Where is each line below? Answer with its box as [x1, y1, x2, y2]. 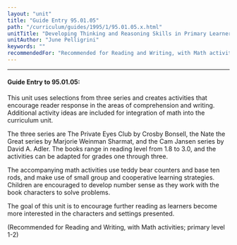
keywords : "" [7, 43, 46, 50]
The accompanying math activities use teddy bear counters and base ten [7, 166, 220, 175]
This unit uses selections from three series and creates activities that [7, 94, 208, 102]
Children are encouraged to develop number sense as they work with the [7, 181, 220, 189]
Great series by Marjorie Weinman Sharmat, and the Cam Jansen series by [7, 137, 224, 146]
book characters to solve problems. [7, 188, 111, 197]
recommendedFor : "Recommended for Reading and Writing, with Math [7, 50, 207, 57]
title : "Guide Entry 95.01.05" [7, 17, 99, 24]
